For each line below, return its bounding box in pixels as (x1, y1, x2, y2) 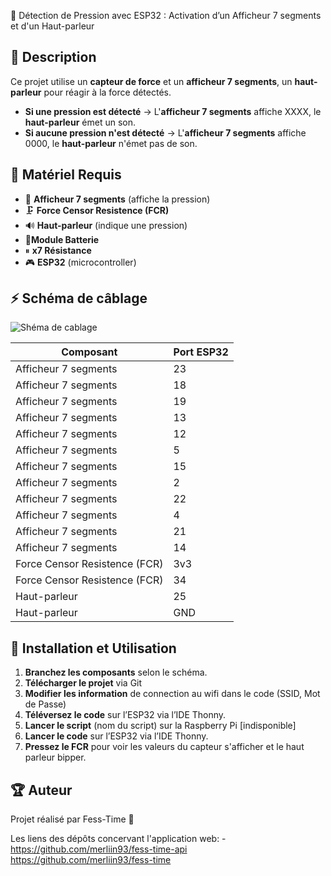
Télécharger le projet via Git (24, 677, 143, 689)
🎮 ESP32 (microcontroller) (24, 256, 137, 268)
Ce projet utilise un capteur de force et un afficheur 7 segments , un (10, 75, 293, 87)
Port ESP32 (173, 345, 229, 359)
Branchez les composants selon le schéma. (24, 666, 208, 679)
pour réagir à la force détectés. (43, 86, 172, 98)
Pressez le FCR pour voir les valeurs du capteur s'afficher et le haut (24, 741, 305, 753)
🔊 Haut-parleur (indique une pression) (24, 219, 188, 231)
